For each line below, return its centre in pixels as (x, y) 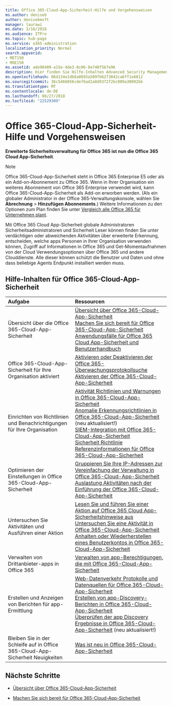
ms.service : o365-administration (41, 44)
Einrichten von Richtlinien (38, 417)
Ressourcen (90, 302)
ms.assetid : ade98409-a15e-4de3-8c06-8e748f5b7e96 (60, 67)
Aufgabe (19, 302)
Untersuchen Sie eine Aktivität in (114, 523)
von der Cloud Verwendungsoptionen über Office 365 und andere (75, 252)
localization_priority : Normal (39, 48)
